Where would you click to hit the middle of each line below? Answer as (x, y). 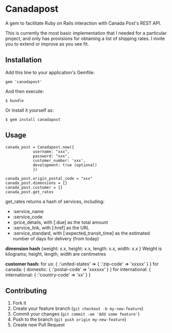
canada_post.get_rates (29, 192)
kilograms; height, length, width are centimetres (56, 254)
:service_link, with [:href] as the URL (51, 227)
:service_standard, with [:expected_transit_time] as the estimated (81, 233)
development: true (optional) (65, 165)
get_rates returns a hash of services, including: (55, 201)
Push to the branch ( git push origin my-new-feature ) (69, 319)
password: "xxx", (51, 156)
